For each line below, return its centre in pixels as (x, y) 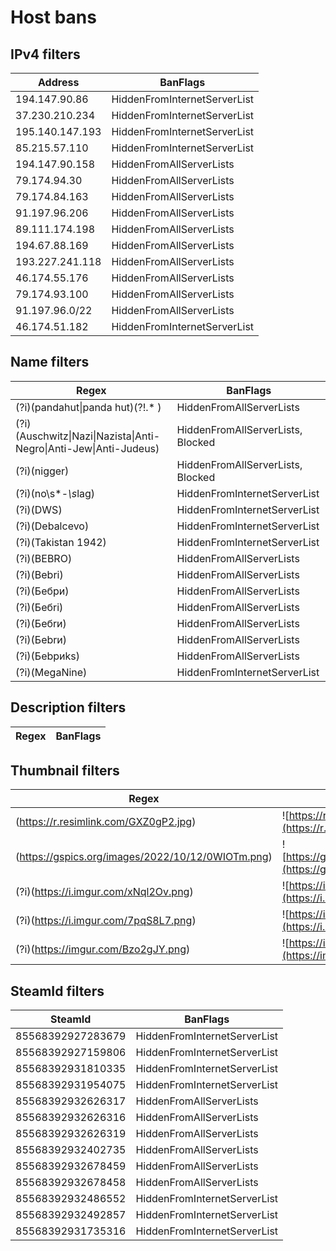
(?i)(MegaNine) (51, 672)
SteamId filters (57, 991)
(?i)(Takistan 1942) (61, 542)
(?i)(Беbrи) (41, 639)
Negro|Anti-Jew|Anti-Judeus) (87, 448)
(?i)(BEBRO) (44, 558)
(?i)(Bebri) (39, 574)
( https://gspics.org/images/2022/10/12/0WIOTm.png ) (144, 857)
